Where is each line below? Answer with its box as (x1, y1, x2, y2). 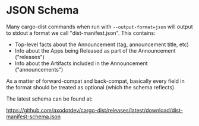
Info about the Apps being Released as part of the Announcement (14, 47, 176, 54)
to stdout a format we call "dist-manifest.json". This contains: (6, 29, 156, 36)
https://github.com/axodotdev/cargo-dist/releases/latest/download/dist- (6, 106, 183, 114)
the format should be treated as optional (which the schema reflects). (6, 83, 176, 91)
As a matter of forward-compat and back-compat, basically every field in (6, 77, 185, 85)
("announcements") (14, 66, 64, 73)
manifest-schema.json (6, 113, 61, 120)
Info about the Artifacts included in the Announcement (14, 60, 148, 67)
